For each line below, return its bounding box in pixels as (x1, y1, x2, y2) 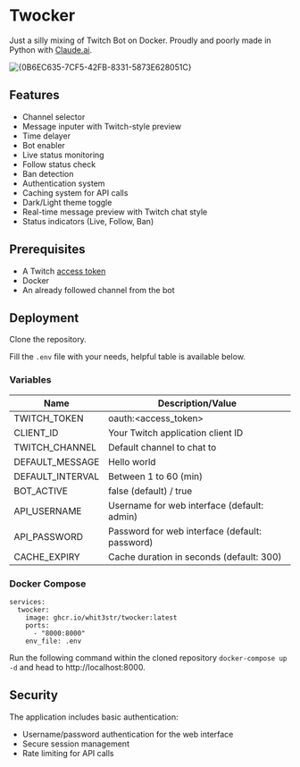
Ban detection (21, 168, 74, 179)
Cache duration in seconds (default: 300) (108, 551, 282, 563)
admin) (108, 510, 138, 523)
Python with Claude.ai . (9, 44, 92, 55)
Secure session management (21, 738, 129, 749)
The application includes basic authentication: (9, 712, 179, 722)
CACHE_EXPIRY (13, 551, 80, 563)
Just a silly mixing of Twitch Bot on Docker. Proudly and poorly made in (9, 35, 271, 46)
